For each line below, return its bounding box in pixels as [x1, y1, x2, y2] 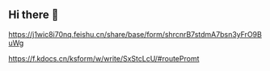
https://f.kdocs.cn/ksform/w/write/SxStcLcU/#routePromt [8, 53, 200, 63]
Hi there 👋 [8, 8, 59, 22]
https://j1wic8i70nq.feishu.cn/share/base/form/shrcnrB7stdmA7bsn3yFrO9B [8, 29, 263, 39]
